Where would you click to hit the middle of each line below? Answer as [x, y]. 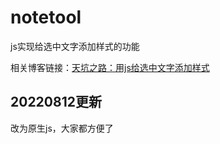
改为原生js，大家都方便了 [62, 128]
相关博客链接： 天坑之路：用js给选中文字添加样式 [110, 67]
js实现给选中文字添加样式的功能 [75, 46]
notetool [46, 17]
